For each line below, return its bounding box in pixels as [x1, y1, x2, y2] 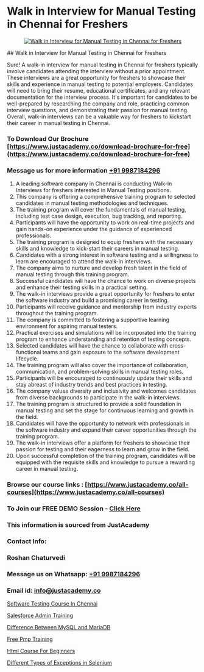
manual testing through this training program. [15, 271, 130, 278]
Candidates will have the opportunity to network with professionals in [15, 420, 190, 427]
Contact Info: [7, 537, 47, 545]
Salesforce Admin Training [7, 612, 74, 619]
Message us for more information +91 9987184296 [7, 166, 161, 174]
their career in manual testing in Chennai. [7, 119, 110, 126]
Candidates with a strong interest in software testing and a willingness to [15, 251, 199, 259]
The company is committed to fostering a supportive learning [15, 316, 170, 324]
